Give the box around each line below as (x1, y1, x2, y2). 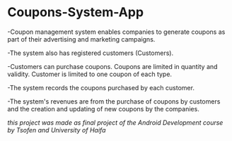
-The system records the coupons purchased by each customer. (7, 83, 195, 92)
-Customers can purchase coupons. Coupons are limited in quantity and (7, 62, 218, 70)
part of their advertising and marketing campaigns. (7, 35, 156, 43)
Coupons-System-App (7, 4, 144, 20)
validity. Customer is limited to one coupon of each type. (7, 70, 172, 78)
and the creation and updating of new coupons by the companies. (7, 104, 199, 113)
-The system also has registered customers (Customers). (7, 49, 174, 57)
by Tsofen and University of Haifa (7, 125, 106, 134)
